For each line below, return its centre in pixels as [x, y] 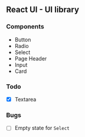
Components [25, 27]
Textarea [25, 99]
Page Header [31, 58]
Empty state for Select [42, 128]
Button [23, 39]
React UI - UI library [43, 10]
